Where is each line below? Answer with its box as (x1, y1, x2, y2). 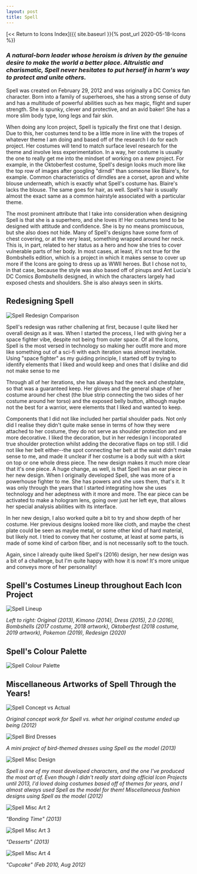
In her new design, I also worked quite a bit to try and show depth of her (6, 514, 181, 521)
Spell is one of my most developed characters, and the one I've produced (6, 768, 185, 775)
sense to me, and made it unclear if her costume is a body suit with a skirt (6, 453, 185, 460)
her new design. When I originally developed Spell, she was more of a (6, 472, 175, 479)
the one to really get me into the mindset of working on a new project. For (6, 155, 184, 162)
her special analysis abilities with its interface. (6, 503, 118, 510)
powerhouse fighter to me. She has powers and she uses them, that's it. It (6, 477, 185, 485)
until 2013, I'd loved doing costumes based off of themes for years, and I (6, 780, 182, 787)
